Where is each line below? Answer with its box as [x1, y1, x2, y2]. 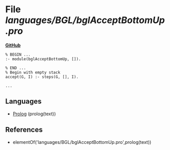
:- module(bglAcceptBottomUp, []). [5, 56, 81, 62]
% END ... [5, 65, 27, 70]
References [5, 126, 43, 134]
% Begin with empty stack [5, 70, 60, 75]
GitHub [5, 42, 21, 48]
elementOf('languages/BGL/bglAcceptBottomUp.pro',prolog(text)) [12, 139, 152, 145]
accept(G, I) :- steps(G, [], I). [5, 74, 79, 80]
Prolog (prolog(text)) [12, 111, 56, 117]
